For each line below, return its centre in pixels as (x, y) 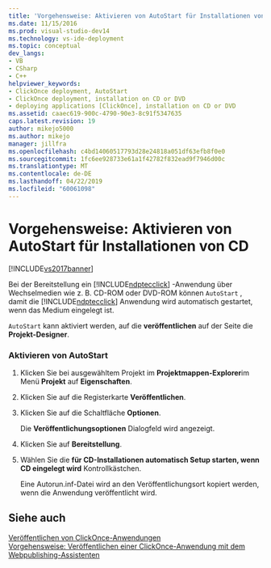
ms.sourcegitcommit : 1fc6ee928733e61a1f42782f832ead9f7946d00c (117, 159)
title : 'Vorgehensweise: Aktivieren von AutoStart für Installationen (129, 16)
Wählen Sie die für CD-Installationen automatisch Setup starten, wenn (140, 460)
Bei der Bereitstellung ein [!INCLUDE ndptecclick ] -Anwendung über (121, 284)
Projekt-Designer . (39, 334)
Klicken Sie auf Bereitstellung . (71, 444)
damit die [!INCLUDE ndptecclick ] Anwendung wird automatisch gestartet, (131, 301)
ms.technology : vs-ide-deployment (67, 38)
